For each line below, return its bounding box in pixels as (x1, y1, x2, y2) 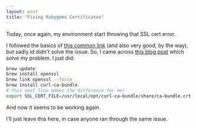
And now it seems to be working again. (6, 104, 101, 111)
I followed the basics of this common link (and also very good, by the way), (6, 42, 189, 49)
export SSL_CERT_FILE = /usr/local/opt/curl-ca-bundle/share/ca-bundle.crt (6, 93, 192, 99)
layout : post (6, 8, 38, 15)
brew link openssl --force (6, 77, 73, 83)
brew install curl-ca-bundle (6, 82, 78, 88)
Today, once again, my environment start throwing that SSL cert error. (6, 30, 176, 37)
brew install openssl (6, 71, 60, 77)
